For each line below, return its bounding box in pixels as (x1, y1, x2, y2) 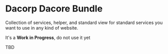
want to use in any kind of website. (5, 24, 78, 30)
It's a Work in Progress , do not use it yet (5, 34, 91, 40)
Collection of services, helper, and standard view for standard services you (5, 19, 163, 25)
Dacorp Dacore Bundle (5, 3, 103, 14)
